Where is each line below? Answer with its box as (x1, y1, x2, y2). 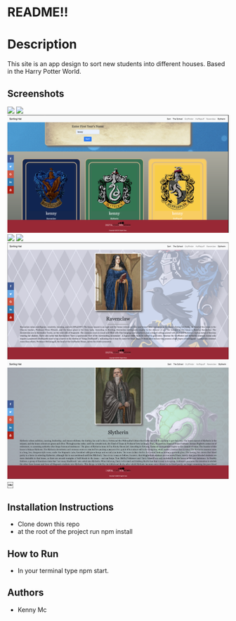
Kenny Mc (17, 606, 47, 614)
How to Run (7, 548, 59, 560)
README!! (7, 4, 69, 20)
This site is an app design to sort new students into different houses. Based (7, 60, 225, 68)
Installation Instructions (7, 501, 114, 513)
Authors (7, 587, 44, 598)
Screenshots (7, 87, 65, 99)
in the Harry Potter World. (7, 68, 82, 76)
